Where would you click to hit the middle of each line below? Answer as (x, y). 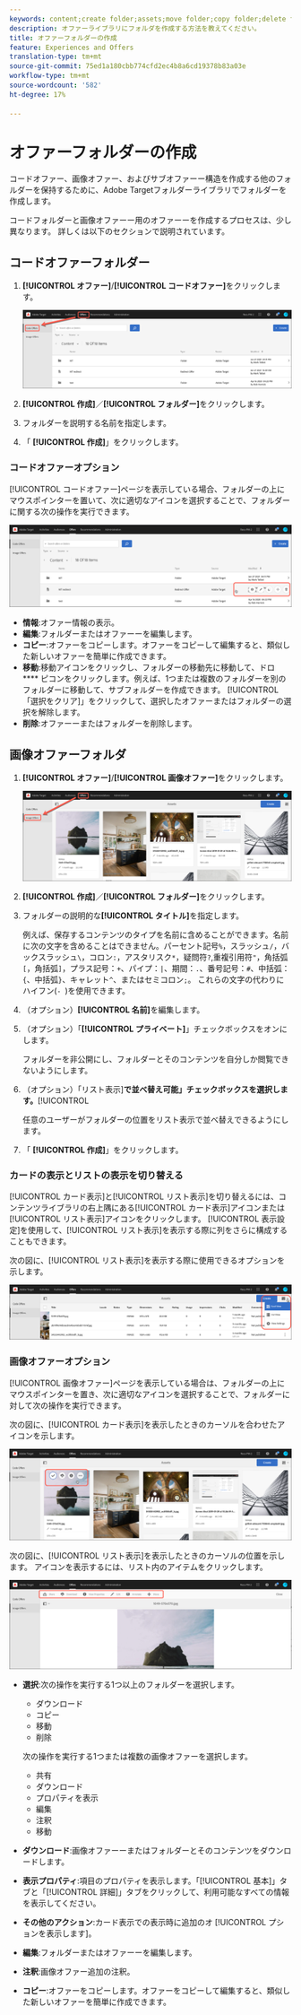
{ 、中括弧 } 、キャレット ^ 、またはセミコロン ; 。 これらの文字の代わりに (153, 980)
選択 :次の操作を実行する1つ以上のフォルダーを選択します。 (131, 1685)
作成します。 (33, 201)
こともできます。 (40, 1241)
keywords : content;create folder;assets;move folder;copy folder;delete (148, 19)
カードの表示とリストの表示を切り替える (96, 1175)
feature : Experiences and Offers (72, 48)
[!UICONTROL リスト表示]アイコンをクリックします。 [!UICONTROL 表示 (143, 1219)
